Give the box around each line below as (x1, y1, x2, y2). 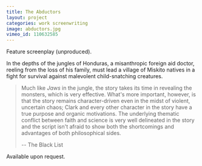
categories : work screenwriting (6, 20, 88, 26)
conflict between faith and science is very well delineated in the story (21, 116, 195, 124)
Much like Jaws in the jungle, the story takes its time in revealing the (21, 84, 192, 91)
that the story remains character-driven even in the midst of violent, (21, 98, 190, 105)
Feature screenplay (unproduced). (6, 48, 92, 55)
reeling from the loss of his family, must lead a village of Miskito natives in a (6, 66, 195, 73)
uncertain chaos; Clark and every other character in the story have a (21, 104, 192, 111)
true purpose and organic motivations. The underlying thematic (21, 110, 180, 118)
